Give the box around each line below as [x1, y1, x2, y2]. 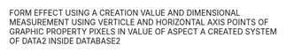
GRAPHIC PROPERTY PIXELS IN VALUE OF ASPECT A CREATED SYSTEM [9, 26, 277, 36]
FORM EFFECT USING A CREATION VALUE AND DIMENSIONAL [9, 8, 241, 18]
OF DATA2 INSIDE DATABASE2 [9, 35, 121, 46]
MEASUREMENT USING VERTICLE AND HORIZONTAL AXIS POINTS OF [9, 17, 269, 27]
